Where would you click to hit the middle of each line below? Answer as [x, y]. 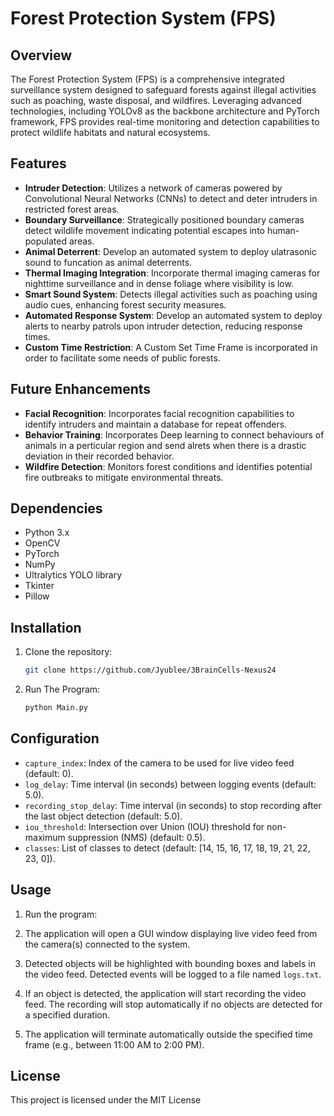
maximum [45, 837]
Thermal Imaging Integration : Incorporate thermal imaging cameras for [172, 273]
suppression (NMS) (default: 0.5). [136, 837]
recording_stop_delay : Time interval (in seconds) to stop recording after [173, 805]
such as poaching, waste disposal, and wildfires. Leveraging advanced [156, 100]
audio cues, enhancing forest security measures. [125, 304]
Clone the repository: [68, 652]
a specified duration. [67, 1014]
